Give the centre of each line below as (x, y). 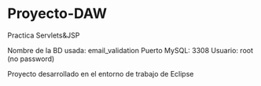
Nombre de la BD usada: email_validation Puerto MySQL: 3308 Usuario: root (130, 50)
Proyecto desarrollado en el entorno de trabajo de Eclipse (101, 73)
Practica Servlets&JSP (44, 35)
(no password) (31, 59)
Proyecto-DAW (57, 14)
